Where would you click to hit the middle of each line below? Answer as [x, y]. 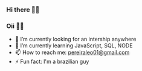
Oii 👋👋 [15, 25]
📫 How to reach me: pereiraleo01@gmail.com [72, 52]
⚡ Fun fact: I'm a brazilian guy [52, 62]
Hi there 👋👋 [23, 10]
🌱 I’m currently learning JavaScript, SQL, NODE [74, 46]
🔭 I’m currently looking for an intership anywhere [76, 39]
